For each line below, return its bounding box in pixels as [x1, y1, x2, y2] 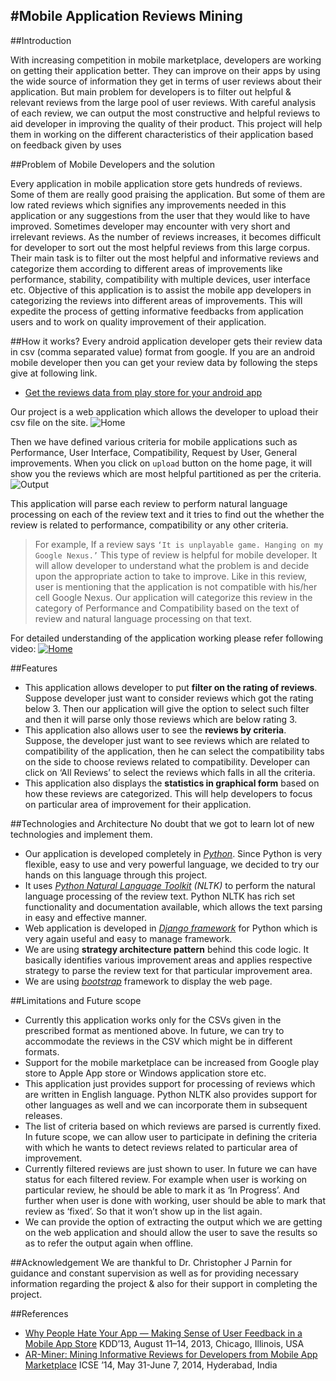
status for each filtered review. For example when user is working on [24, 1173, 308, 1185]
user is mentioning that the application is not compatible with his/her [34, 580, 318, 593]
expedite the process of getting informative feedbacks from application [10, 305, 304, 317]
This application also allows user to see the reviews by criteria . [24, 724, 287, 736]
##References [10, 1307, 69, 1319]
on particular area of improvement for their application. [24, 798, 252, 810]
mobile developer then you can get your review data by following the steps [10, 356, 318, 368]
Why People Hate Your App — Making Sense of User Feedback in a [24, 1327, 303, 1339]
